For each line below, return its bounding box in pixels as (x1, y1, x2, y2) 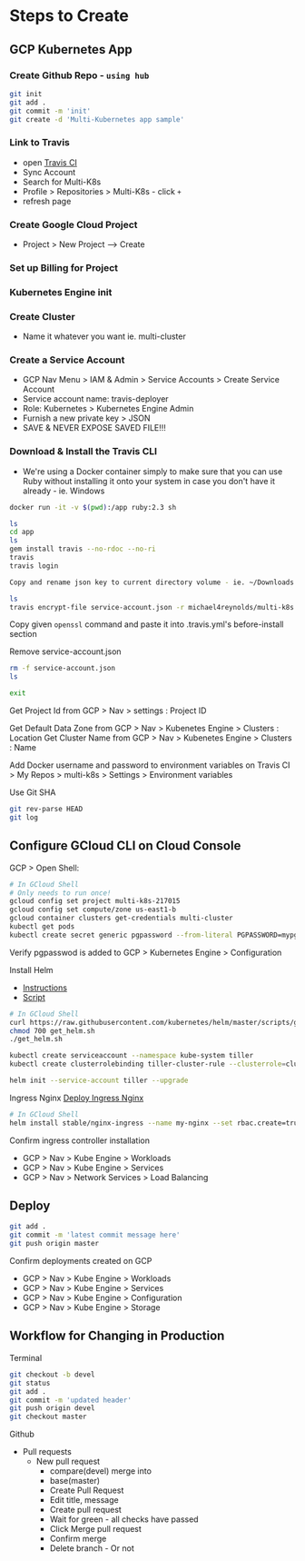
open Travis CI (22, 156, 77, 168)
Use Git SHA (9, 787, 56, 798)
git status (9, 1378, 51, 1387)
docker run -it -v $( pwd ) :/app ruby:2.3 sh (9, 502, 177, 512)
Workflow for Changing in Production (9, 1328, 225, 1344)
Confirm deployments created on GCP (9, 1256, 152, 1267)
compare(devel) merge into (49, 1466, 152, 1476)
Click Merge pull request (49, 1524, 143, 1535)
